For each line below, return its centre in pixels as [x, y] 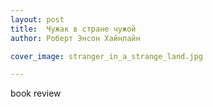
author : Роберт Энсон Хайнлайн [75, 38]
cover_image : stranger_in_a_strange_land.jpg [106, 56]
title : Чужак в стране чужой [73, 29]
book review [36, 93]
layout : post [37, 19]
